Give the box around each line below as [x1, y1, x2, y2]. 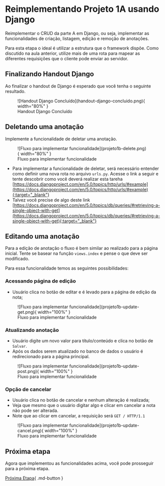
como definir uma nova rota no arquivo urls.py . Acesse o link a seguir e [12, 170, 159, 176]
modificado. [5, 256, 30, 262]
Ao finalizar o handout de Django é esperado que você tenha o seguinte [5, 83, 151, 89]
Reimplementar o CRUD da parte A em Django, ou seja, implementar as [5, 30, 149, 36]
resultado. [5, 88, 26, 94]
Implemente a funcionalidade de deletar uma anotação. [5, 136, 117, 142]
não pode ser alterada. [12, 407, 59, 413]
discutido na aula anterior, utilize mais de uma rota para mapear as [5, 50, 140, 56]
